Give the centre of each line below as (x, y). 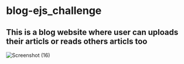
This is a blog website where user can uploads (92, 32)
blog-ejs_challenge (54, 11)
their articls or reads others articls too (77, 41)
